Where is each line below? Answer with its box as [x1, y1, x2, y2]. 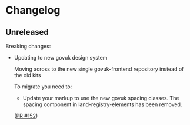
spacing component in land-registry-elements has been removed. [22, 101, 182, 108]
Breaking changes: [5, 42, 51, 50]
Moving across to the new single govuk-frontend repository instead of [14, 65, 184, 73]
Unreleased [5, 27, 49, 37]
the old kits [14, 72, 41, 78]
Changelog [5, 4, 61, 17]
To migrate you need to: [14, 83, 72, 90]
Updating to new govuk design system [14, 54, 108, 61]
